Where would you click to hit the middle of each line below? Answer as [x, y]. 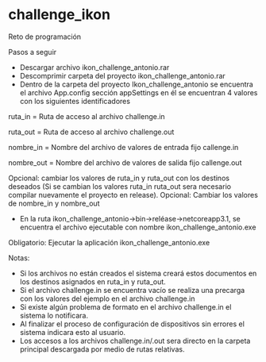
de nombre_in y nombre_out [54, 203]
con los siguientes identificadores [75, 101]
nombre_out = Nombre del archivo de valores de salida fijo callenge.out [125, 162]
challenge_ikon [60, 15]
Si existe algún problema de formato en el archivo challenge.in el [125, 306]
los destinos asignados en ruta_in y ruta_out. [93, 281]
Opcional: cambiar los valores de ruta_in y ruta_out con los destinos [119, 178]
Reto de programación [45, 37]
